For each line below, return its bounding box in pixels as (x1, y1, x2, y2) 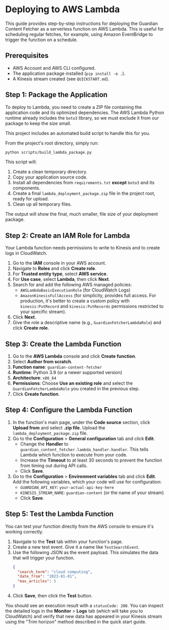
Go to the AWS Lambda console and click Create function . (12, 353, 137, 359)
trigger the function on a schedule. (5, 37, 78, 43)
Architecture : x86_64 (12, 375, 57, 381)
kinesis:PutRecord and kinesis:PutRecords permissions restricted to (20, 303, 164, 309)
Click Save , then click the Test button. (12, 593, 93, 599)
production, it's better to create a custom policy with (20, 298, 130, 304)
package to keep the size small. (5, 120, 72, 126)
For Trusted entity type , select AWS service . (12, 271, 108, 277)
